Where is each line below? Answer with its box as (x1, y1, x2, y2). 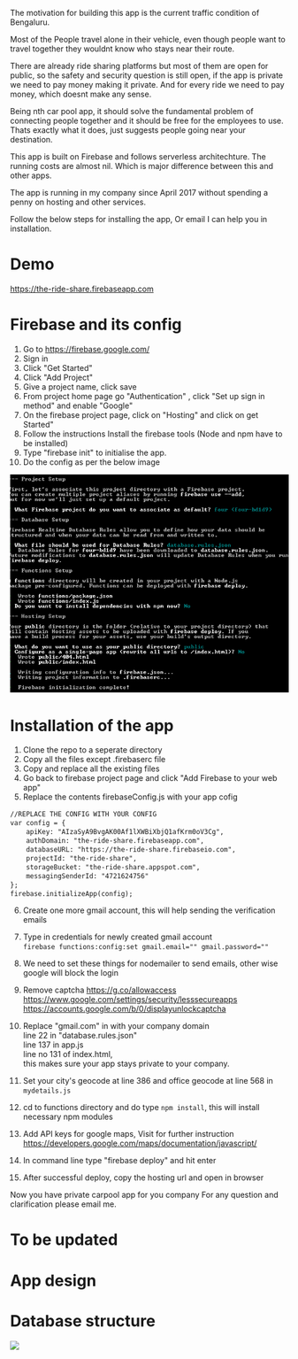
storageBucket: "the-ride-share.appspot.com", (26, 863, 201, 872)
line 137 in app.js (22, 1039, 84, 1050)
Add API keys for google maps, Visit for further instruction (22, 1129, 234, 1139)
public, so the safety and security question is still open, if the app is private (10, 70, 284, 81)
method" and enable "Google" (22, 400, 134, 411)
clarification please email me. (10, 1199, 118, 1209)
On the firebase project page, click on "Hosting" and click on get (22, 409, 259, 420)
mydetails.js (22, 1086, 72, 1096)
